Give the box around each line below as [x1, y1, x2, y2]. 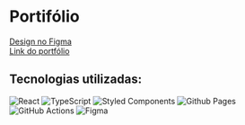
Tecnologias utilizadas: [9, 72, 142, 87]
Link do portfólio [9, 45, 70, 56]
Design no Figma [9, 36, 72, 47]
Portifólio [9, 6, 80, 27]
